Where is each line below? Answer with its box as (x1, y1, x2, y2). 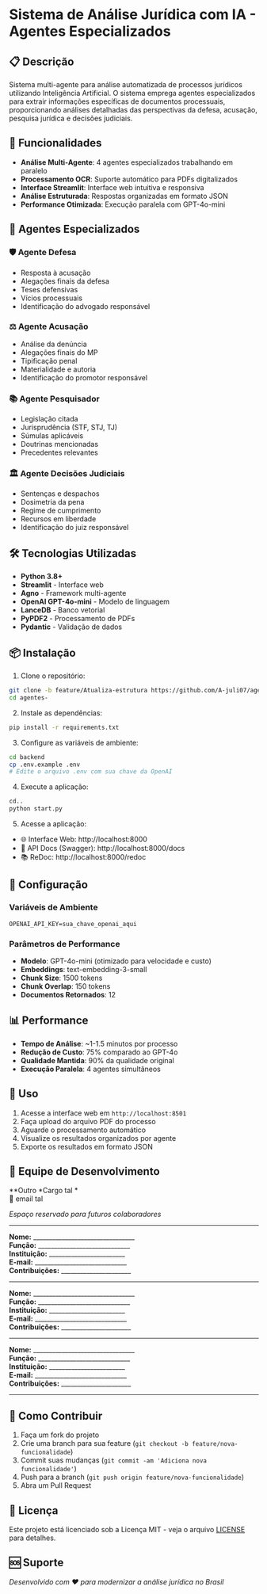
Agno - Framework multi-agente (20, 589, 127, 598)
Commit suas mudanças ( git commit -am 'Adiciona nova (20, 1455, 207, 1465)
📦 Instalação (9, 646, 76, 659)
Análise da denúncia (20, 339, 88, 349)
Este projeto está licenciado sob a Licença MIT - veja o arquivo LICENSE (9, 1525, 246, 1535)
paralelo (20, 166, 48, 175)
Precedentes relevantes (20, 448, 98, 457)
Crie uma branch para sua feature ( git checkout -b (20, 1439, 189, 1448)
